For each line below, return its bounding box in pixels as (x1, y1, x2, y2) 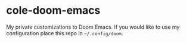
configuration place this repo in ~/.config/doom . (6, 29, 123, 36)
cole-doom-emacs (6, 4, 101, 17)
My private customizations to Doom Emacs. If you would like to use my (6, 23, 180, 30)
